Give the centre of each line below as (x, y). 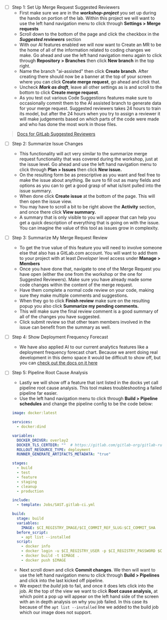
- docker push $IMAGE (43, 560)
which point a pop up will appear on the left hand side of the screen (89, 596)
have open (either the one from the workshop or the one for (81, 274)
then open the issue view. (46, 201)
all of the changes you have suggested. (60, 317)
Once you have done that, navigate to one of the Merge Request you (90, 269)
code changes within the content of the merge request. (76, 285)
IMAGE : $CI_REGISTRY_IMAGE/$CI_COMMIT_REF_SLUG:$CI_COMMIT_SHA (88, 528)
